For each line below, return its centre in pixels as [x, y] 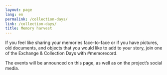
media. [12, 68]
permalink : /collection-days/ [37, 19]
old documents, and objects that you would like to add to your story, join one [84, 48]
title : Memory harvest [29, 28]
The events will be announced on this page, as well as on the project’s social [84, 63]
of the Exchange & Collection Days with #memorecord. [62, 53]
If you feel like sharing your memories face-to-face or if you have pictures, [82, 42]
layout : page [19, 10]
